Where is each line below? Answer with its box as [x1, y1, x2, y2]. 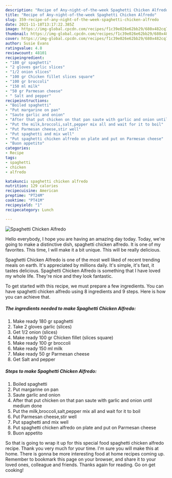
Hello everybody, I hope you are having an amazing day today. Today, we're [5, 236, 165, 242]
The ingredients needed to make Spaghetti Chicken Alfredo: [5, 305, 136, 311]
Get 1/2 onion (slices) [12, 329, 58, 336]
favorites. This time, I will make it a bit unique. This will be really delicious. [5, 246, 161, 253]
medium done [12, 403, 42, 409]
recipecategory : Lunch [5, 207, 54, 213]
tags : [5, 155, 17, 160]
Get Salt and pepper [12, 357, 55, 363]
